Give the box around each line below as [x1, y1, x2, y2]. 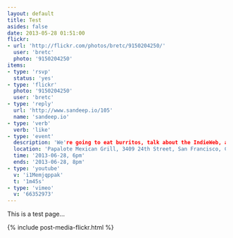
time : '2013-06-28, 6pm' [13, 152, 85, 160]
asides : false [7, 23, 49, 30]
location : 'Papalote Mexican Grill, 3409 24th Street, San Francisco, [13, 146, 222, 153]
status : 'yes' [13, 74, 54, 82]
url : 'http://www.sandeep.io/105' [13, 107, 113, 114]
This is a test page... [7, 210, 65, 219]
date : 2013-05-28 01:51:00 [7, 29, 85, 37]
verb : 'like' [13, 126, 51, 133]
